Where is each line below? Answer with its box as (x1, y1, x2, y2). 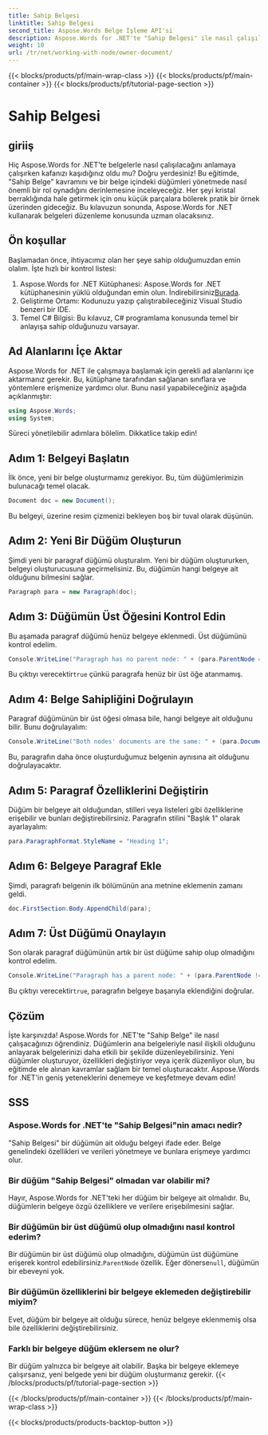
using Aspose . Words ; (8, 406, 77, 415)
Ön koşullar (8, 234, 66, 247)
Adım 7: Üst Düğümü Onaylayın (8, 927, 167, 940)
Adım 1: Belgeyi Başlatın (8, 452, 130, 465)
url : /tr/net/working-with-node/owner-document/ (8, 49, 173, 57)
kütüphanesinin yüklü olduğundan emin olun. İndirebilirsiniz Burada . (19, 287, 241, 297)
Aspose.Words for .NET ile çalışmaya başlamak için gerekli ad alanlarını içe (8, 366, 254, 375)
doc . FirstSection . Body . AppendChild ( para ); (8, 904, 152, 912)
